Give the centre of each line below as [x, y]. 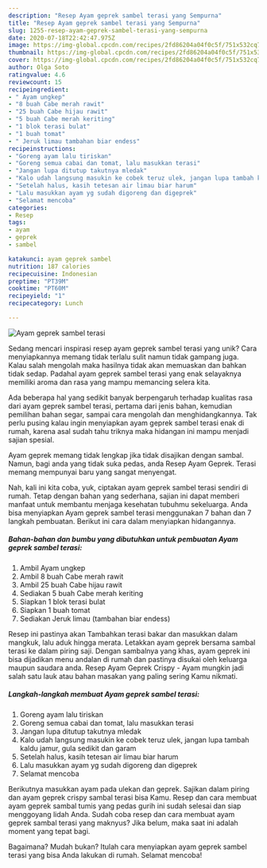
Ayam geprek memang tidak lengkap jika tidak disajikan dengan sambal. [126, 455]
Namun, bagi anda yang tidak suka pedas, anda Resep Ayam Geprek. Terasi [132, 463]
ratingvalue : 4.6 [37, 75]
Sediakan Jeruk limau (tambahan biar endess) [95, 618]
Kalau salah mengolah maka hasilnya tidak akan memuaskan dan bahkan [128, 365]
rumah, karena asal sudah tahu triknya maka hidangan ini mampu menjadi [128, 431]
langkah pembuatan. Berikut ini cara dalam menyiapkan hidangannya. [122, 521]
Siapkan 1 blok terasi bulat [62, 602]
